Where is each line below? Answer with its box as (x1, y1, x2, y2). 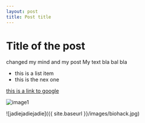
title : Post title (6, 14, 51, 20)
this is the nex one (14, 76, 60, 83)
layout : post (6, 8, 38, 15)
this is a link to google (6, 87, 60, 94)
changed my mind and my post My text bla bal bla (6, 59, 128, 66)
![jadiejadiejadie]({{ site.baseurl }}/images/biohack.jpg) (6, 110, 140, 117)
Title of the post (6, 39, 85, 53)
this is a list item (14, 70, 54, 77)
